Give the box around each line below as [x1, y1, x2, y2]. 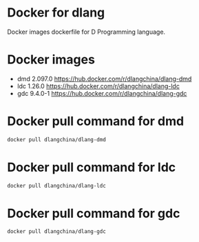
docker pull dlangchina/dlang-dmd [7, 136, 107, 143]
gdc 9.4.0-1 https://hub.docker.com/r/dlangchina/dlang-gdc [17, 89, 187, 97]
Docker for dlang [7, 5, 105, 21]
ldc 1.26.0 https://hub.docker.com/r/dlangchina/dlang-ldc [17, 81, 180, 90]
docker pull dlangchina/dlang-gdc [7, 228, 107, 235]
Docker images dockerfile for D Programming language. [7, 28, 166, 36]
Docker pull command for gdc [7, 205, 180, 221]
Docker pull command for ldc [7, 159, 176, 175]
